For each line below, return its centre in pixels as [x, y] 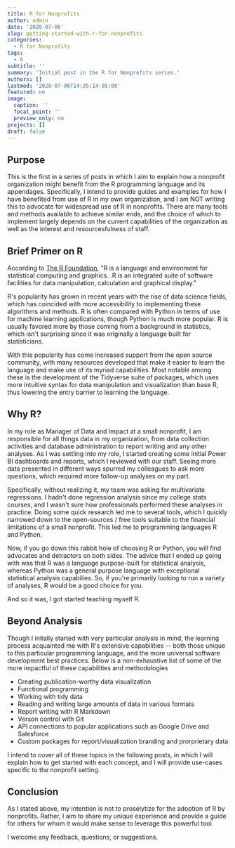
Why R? [25, 414]
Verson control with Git [51, 719]
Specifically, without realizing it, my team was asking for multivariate [106, 490]
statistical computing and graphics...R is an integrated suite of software [110, 275]
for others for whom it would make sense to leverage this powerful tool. [110, 823]
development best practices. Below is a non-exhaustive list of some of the [114, 660]
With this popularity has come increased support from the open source [110, 355]
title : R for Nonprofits [43, 14]
